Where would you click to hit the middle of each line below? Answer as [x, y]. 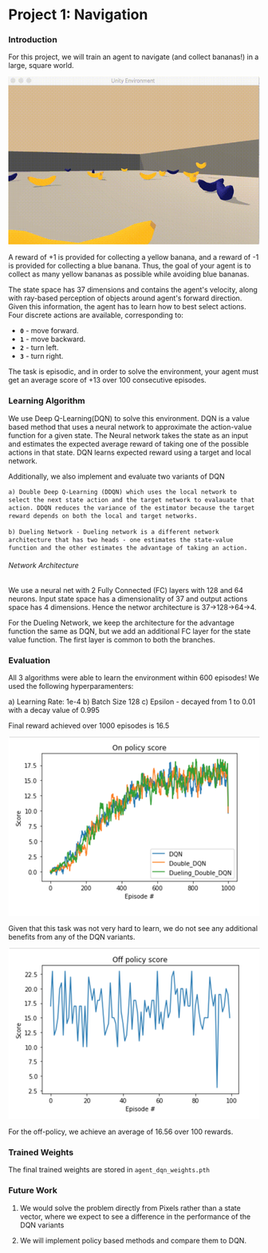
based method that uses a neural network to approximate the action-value [130, 427]
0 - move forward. [49, 331]
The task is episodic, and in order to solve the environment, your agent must [134, 372]
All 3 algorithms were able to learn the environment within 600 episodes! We [134, 678]
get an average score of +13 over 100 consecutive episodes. [108, 380]
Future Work [33, 1191]
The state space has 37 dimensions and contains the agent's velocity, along [133, 290]
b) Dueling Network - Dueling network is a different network [114, 532]
